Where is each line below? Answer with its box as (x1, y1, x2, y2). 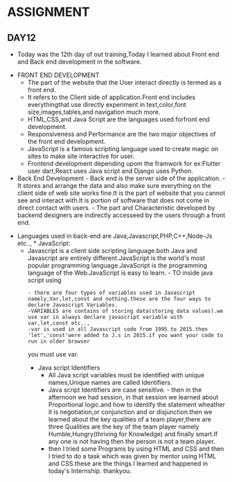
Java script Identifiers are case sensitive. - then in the (48, 386, 202, 394)
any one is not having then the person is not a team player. (48, 438, 216, 445)
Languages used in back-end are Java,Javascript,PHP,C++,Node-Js (17, 232, 213, 240)
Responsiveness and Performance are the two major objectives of (27, 130, 216, 138)
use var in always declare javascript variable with (27, 313, 184, 320)
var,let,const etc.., (27, 320, 90, 327)
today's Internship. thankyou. (48, 467, 132, 475)
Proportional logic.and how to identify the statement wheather (48, 400, 226, 408)
